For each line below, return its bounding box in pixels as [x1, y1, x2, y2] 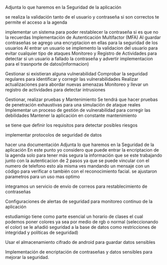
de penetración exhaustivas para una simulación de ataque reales [5, 102, 141, 107]
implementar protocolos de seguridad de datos [5, 132, 102, 138]
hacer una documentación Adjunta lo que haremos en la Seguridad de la [5, 142, 154, 148]
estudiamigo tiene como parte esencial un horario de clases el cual [5, 213, 143, 219]
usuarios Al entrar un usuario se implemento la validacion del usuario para [5, 45, 158, 51]
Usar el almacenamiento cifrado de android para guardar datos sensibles [5, 239, 155, 245]
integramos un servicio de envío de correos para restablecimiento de [5, 183, 147, 189]
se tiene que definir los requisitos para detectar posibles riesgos [5, 122, 138, 128]
